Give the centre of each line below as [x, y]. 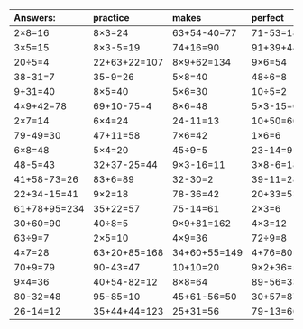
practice [111, 18]
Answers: [35, 18]
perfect [267, 18]
